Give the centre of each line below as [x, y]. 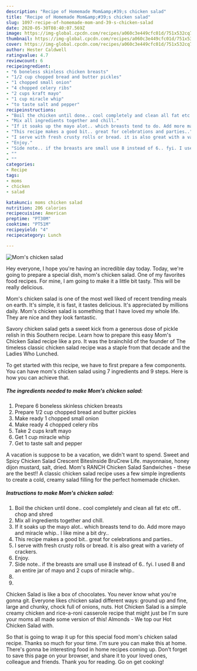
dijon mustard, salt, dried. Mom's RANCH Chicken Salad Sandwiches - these [98, 467]
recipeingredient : [28, 66]
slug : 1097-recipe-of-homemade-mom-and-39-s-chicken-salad [80, 22]
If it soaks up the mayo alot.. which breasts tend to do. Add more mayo [100, 526]
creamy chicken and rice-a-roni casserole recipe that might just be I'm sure [97, 613]
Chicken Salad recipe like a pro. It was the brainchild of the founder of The [96, 341]
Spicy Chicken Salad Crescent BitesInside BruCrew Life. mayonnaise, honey [98, 461]
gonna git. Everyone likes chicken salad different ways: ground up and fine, [97, 600]
